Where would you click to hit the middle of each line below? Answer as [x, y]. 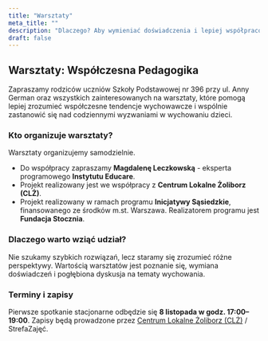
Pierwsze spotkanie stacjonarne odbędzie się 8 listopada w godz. [117, 312]
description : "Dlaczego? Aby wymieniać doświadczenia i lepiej [116, 30]
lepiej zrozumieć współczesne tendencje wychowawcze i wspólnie [118, 106]
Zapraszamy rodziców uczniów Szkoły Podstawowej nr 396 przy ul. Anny [129, 89]
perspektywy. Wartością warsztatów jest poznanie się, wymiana [113, 265]
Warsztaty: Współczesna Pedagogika [104, 70]
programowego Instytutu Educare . [77, 177]
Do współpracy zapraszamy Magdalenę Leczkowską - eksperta [126, 168]
